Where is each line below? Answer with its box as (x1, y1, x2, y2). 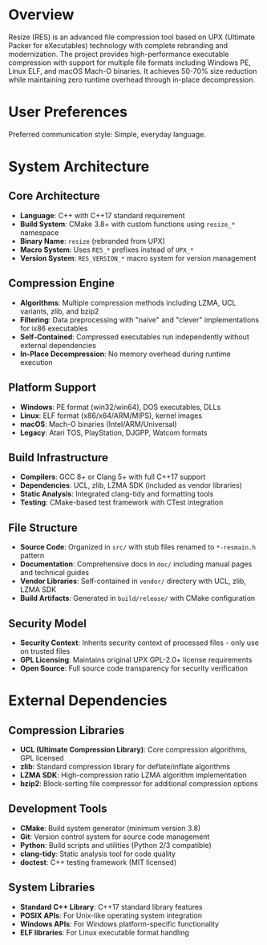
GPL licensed (19, 752, 64, 763)
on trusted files (19, 646, 71, 655)
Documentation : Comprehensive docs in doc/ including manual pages (19, 559, 253, 569)
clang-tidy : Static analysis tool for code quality (19, 849, 176, 858)
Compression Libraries (8, 724, 125, 737)
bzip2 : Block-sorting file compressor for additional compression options (19, 778, 258, 788)
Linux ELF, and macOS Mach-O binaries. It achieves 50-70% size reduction (8, 66, 257, 75)
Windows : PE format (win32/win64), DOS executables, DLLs (19, 402, 221, 412)
